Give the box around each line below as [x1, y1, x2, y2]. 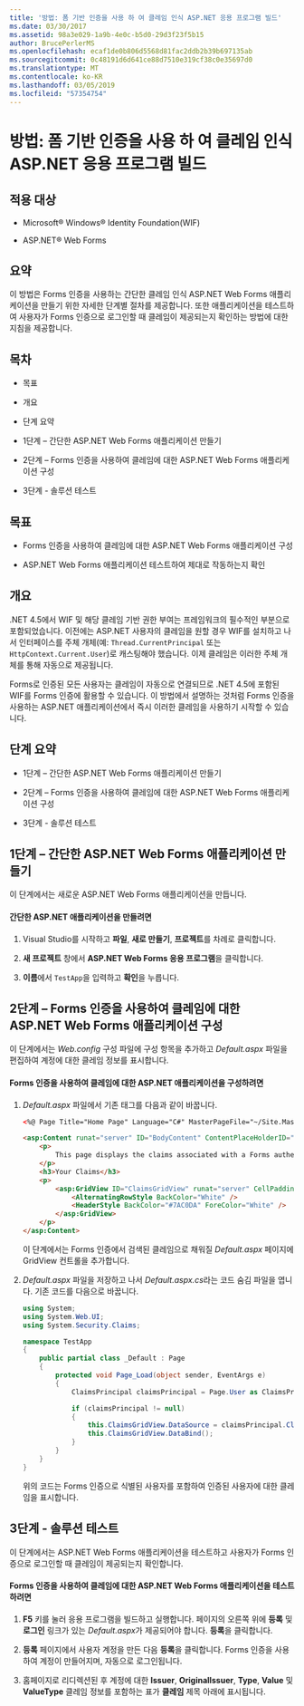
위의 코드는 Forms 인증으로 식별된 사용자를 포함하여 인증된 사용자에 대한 [22, 1480, 279, 1491]
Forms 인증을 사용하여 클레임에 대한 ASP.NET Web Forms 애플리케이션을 [9, 1580, 271, 1591]
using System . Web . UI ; [22, 1312, 105, 1321]
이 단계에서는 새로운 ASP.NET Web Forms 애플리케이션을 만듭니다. [9, 889, 247, 900]
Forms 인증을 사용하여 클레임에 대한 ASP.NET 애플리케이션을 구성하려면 [9, 1077, 264, 1088]
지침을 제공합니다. [9, 323, 73, 333]
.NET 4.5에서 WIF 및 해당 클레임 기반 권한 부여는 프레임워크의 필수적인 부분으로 [9, 613, 290, 625]
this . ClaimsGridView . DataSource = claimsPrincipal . [87, 1421, 287, 1430]
